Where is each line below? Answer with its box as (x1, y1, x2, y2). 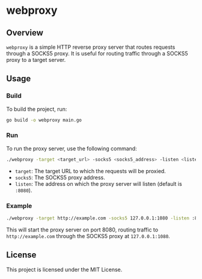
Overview (6, 28, 44, 38)
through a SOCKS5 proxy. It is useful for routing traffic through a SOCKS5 (6, 50, 188, 57)
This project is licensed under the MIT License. (6, 266, 123, 273)
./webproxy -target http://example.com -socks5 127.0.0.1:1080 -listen (6, 215, 189, 221)
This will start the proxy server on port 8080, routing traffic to (6, 226, 158, 233)
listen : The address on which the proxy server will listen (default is (14, 180, 182, 187)
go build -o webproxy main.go (6, 117, 82, 123)
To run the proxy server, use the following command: (6, 145, 137, 152)
